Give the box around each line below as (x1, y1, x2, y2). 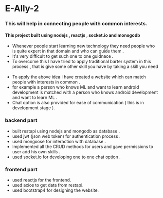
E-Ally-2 (5, 3, 39, 14)
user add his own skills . (12, 148, 61, 154)
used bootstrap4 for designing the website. (12, 187, 99, 193)
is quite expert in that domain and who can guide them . (12, 48, 124, 54)
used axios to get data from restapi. (12, 182, 84, 188)
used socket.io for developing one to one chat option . (12, 154, 121, 160)
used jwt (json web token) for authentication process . (12, 133, 121, 139)
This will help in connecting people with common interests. (5, 20, 147, 27)
